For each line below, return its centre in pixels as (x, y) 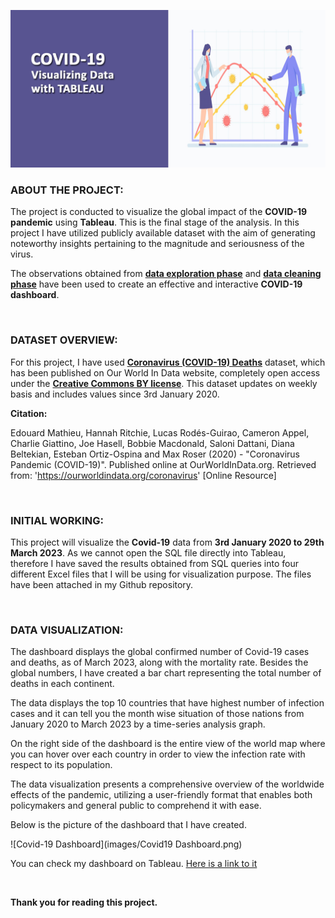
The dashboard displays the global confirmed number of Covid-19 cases (160, 652)
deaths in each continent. (62, 684)
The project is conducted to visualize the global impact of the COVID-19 (159, 212)
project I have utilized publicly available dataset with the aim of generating (163, 233)
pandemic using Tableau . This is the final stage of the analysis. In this (155, 222)
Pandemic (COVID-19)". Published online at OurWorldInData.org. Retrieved (163, 464)
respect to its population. (61, 765)
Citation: (29, 413)
